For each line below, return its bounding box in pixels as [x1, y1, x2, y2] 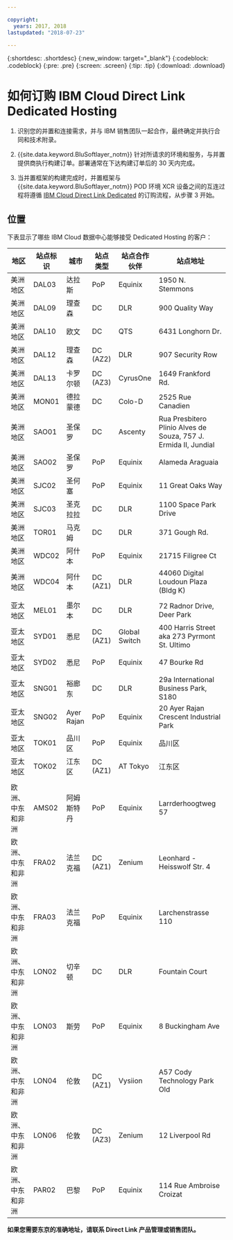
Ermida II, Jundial [158, 440, 215, 450]
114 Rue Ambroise [158, 1181, 221, 1191]
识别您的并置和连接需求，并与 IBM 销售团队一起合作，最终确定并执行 [17, 127, 215, 135]
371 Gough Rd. [158, 527, 209, 537]
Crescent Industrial [158, 712, 221, 722]
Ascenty [118, 427, 146, 437]
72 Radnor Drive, [158, 601, 214, 611]
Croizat [158, 1189, 182, 1199]
